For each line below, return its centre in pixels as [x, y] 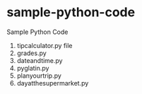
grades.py [31, 53]
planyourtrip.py [39, 76]
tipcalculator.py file [45, 45]
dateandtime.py [40, 60]
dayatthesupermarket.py [53, 83]
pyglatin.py [33, 68]
